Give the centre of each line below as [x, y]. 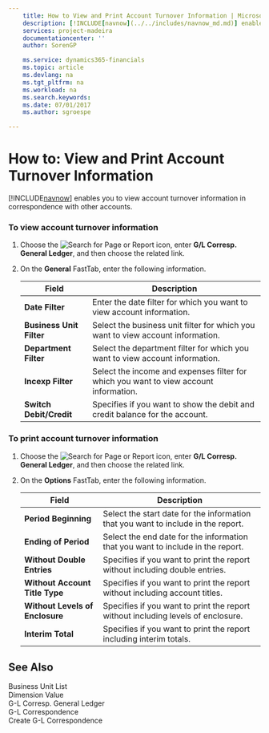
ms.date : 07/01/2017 [57, 105]
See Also [31, 668]
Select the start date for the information [177, 513]
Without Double [54, 560]
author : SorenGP [50, 46]
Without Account [57, 582]
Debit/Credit [48, 415]
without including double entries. [165, 569]
